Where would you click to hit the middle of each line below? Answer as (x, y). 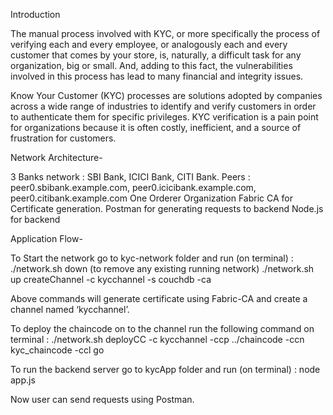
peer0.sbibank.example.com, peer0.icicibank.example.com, (133, 187)
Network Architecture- (56, 157)
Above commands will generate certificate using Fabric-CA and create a (159, 298)
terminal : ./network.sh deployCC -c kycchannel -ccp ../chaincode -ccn (157, 339)
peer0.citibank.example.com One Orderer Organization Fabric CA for (152, 198)
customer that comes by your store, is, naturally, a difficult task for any (156, 55)
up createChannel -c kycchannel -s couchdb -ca (111, 279)
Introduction (35, 14)
